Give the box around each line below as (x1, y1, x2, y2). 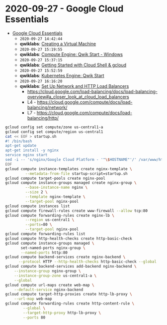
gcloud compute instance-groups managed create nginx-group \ (5, 180, 137, 185)
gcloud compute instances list (5, 203, 70, 209)
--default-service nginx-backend (14, 287, 83, 292)
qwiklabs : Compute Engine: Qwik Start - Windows (19, 51, 123, 57)
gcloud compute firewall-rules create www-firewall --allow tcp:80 (5, 208, 148, 213)
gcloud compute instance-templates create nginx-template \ (5, 166, 133, 171)
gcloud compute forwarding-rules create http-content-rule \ (5, 301, 135, 306)
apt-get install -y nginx (5, 148, 59, 153)
